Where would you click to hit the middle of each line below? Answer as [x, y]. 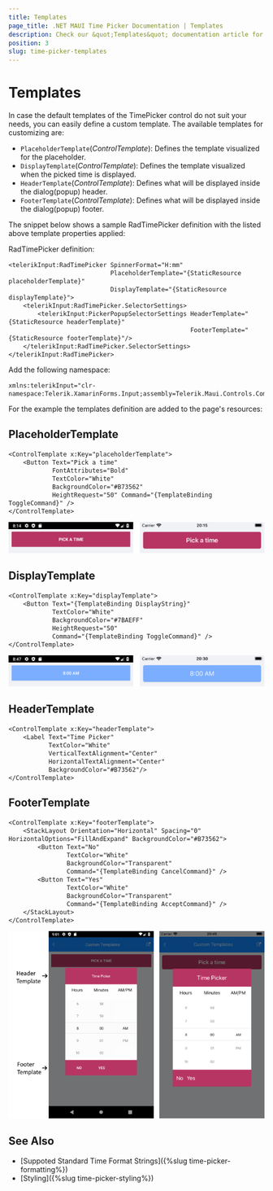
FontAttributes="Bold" [90, 471]
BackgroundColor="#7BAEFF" [97, 620]
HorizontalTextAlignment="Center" [106, 761]
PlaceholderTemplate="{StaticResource [176, 274]
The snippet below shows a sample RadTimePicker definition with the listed [135, 225]
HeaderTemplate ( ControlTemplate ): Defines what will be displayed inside [140, 183]
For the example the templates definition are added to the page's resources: [136, 409]
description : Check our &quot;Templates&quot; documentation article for [136, 34]
